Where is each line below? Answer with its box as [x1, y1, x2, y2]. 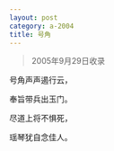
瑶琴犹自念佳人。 [9, 132, 73, 143]
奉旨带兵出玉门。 [9, 93, 73, 104]
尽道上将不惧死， [9, 113, 73, 124]
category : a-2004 [9, 22, 75, 31]
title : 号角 [9, 30, 51, 39]
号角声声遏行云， [9, 75, 73, 85]
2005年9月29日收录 [31, 56, 106, 67]
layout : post [9, 13, 58, 22]
